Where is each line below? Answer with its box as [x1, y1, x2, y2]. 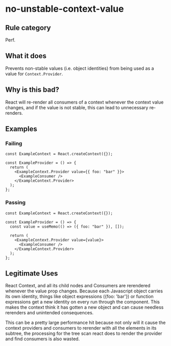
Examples [5, 125, 37, 133]
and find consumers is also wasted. [5, 336, 80, 342]
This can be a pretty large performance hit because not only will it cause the [5, 319, 166, 326]
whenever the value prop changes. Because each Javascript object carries [5, 288, 163, 294]
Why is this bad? [5, 85, 60, 94]
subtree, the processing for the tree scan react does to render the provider [5, 330, 162, 337]
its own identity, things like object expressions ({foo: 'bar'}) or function [5, 293, 154, 300]
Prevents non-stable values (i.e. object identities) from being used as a [5, 65, 154, 71]
